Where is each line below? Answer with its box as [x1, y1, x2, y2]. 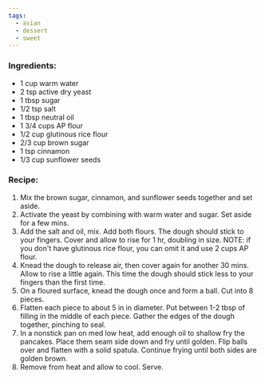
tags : [8, 11, 26, 20]
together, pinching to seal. [19, 320, 106, 329]
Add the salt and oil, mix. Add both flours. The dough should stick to [19, 226, 244, 236]
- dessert [15, 26, 48, 34]
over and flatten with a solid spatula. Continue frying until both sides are [19, 345, 257, 355]
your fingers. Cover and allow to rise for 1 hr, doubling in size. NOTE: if [19, 234, 251, 244]
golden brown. [19, 353, 68, 363]
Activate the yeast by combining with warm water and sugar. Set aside [19, 209, 252, 219]
